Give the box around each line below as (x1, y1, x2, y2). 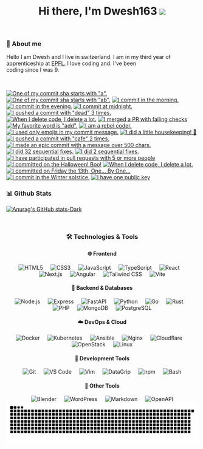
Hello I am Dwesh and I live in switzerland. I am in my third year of (6, 53, 171, 61)
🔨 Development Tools (75, 354, 129, 362)
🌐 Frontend (88, 250, 117, 258)
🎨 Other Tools (84, 382, 120, 389)
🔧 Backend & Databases (71, 284, 133, 292)
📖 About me (6, 39, 41, 48)
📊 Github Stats (6, 190, 52, 198)
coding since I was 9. (6, 66, 60, 74)
